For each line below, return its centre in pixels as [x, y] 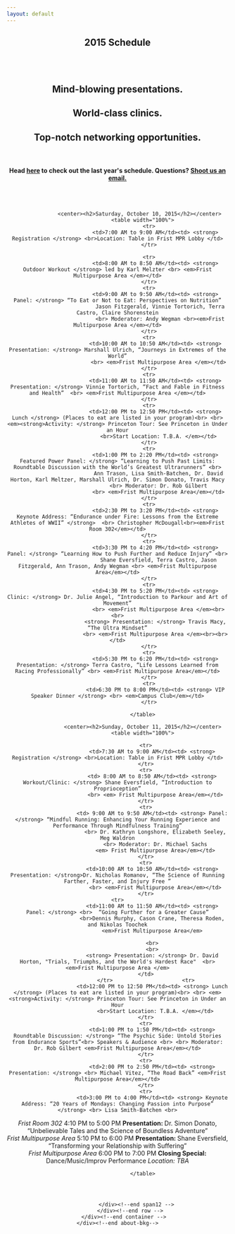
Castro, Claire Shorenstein [118, 313]
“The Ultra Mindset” [118, 628]
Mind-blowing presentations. [118, 89]
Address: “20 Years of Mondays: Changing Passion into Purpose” [118, 1104]
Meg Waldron [118, 838]
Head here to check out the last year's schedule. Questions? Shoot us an [118, 170]
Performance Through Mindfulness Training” [118, 826]
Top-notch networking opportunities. [118, 137]
